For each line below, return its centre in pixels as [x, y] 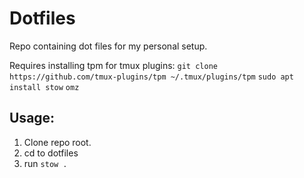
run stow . [45, 163]
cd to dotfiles [51, 153]
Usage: [32, 118]
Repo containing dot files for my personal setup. [108, 46]
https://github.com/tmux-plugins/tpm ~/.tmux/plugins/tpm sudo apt [151, 77]
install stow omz [44, 87]
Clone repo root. [57, 142]
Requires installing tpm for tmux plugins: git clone [113, 65]
